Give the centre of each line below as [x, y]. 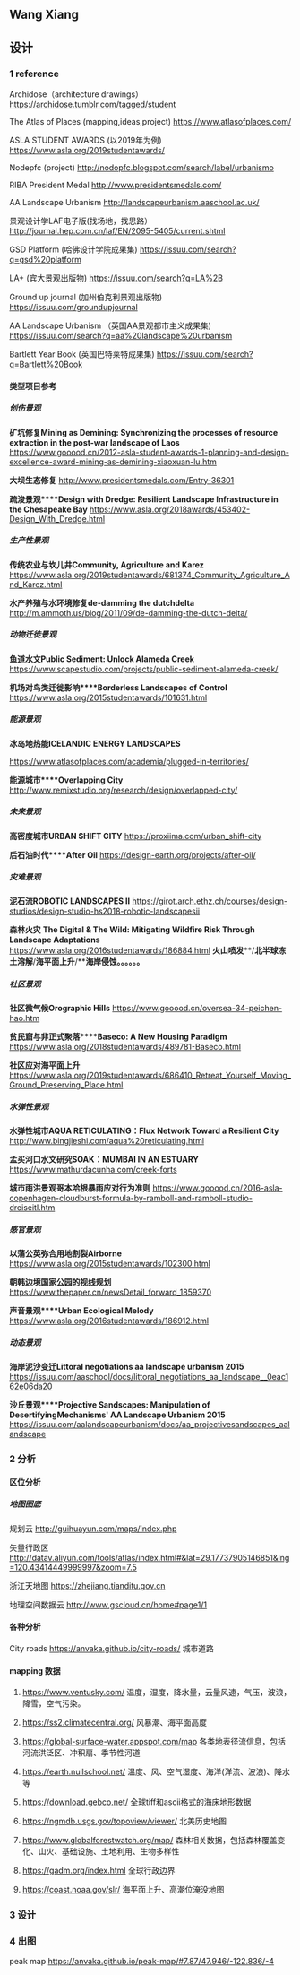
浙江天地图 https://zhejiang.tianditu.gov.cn [87, 1585]
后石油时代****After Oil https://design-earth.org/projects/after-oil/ [133, 854]
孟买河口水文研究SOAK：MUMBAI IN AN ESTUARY [104, 1159]
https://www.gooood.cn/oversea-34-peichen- [197, 1009]
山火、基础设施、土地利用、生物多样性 [109, 1851]
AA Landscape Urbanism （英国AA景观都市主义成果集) [111, 325]
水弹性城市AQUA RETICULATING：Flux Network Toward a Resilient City [144, 1131]
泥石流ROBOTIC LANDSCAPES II [70, 901]
